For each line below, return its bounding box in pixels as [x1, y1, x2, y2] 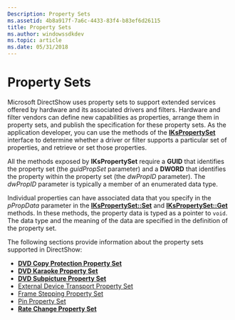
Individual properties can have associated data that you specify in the [7, 193, 211, 202]
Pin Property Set [17, 296, 66, 305]
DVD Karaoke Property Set [17, 267, 98, 275]
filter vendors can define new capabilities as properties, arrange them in [7, 113, 219, 121]
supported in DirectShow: [7, 245, 83, 254]
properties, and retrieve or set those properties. [7, 143, 147, 152]
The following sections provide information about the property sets [7, 237, 204, 246]
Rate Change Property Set [17, 304, 98, 313]
